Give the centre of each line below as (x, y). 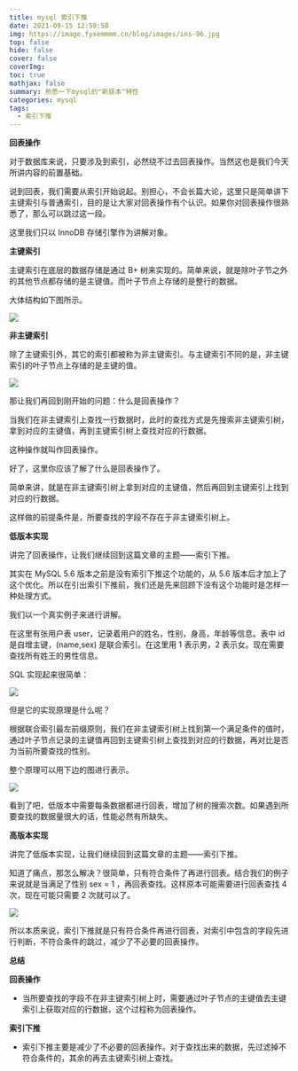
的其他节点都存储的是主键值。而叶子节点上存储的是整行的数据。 (125, 281)
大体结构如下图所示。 (48, 300)
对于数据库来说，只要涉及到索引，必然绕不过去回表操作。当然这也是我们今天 (149, 161)
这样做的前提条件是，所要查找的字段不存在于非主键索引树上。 (122, 517)
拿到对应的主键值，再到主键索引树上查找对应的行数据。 (110, 431)
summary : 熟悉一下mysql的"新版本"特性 (74, 91)
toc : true (27, 75)
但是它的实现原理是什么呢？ (60, 710)
